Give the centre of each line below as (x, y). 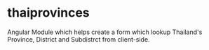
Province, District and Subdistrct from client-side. (79, 39)
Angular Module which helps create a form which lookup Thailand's (105, 32)
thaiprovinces (48, 13)
